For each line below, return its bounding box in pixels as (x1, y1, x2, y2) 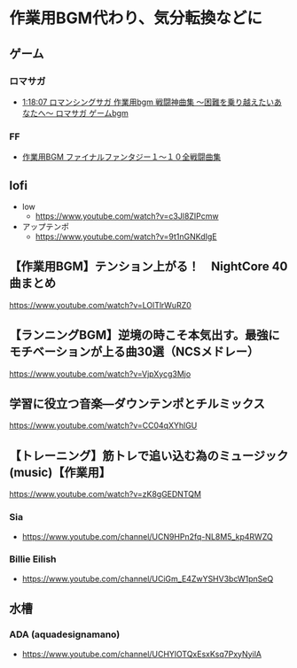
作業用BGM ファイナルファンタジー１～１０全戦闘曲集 (21, 151, 222, 162)
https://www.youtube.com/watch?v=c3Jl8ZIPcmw (35, 210, 219, 221)
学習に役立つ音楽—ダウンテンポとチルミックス (9, 396, 266, 411)
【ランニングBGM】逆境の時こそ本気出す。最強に (9, 328, 281, 343)
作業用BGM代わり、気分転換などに (9, 8, 263, 28)
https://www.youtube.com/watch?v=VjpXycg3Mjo (9, 369, 191, 379)
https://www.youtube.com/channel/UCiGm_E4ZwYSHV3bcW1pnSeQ (21, 573, 274, 584)
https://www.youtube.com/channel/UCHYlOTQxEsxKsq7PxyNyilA (21, 649, 262, 659)
